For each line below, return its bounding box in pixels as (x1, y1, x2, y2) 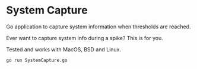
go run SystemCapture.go (6, 57, 68, 63)
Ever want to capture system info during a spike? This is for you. (6, 34, 163, 41)
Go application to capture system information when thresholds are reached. (6, 23, 191, 30)
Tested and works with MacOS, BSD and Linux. (6, 45, 122, 53)
